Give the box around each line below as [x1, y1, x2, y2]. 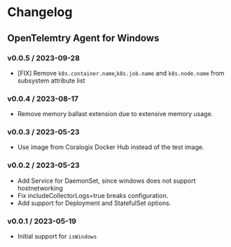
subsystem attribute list [17, 76, 85, 85]
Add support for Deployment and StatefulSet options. [17, 199, 171, 207]
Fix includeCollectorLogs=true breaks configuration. [17, 191, 169, 199]
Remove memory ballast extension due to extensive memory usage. [17, 110, 213, 118]
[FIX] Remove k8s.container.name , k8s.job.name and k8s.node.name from [17, 69, 225, 77]
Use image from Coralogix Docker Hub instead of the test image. [17, 143, 204, 151]
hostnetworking [17, 183, 63, 192]
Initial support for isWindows [17, 232, 97, 241]
